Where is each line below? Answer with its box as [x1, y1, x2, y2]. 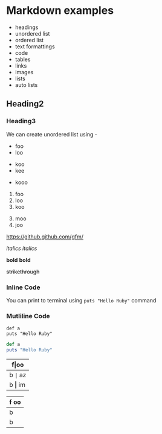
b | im [9, 380, 26, 389]
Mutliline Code [6, 311, 50, 320]
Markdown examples [6, 4, 114, 18]
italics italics [6, 244, 37, 252]
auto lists [15, 81, 38, 88]
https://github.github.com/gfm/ [6, 233, 83, 240]
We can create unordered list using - [6, 130, 98, 138]
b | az [9, 371, 27, 379]
